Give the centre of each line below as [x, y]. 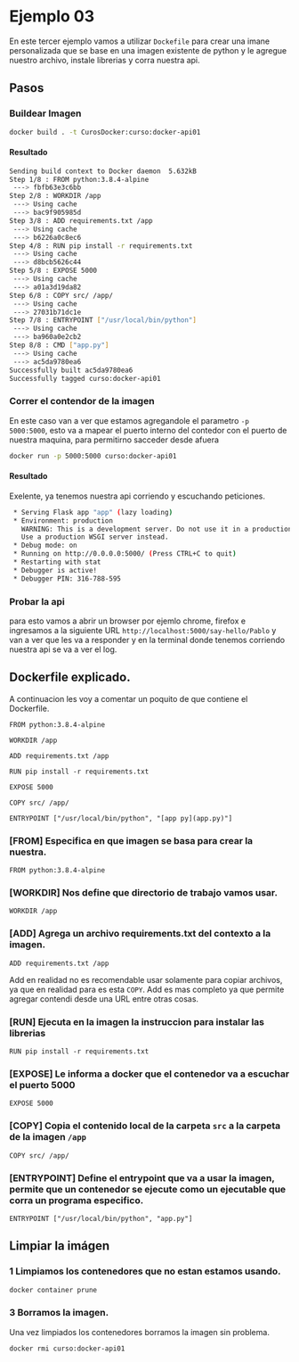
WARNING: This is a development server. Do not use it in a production [157, 529]
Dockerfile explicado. [70, 677]
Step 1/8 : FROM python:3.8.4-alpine [79, 179]
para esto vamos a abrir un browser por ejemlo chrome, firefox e [128, 621]
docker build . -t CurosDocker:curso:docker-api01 [105, 132]
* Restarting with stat [57, 562]
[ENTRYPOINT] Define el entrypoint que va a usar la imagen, [142, 1177]
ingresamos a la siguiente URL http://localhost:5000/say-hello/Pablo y [143, 630]
